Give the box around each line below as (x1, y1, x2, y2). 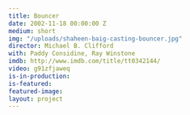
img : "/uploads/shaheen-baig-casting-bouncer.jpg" (8, 34, 183, 43)
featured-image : (8, 87, 63, 96)
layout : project (8, 95, 63, 103)
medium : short (8, 27, 57, 35)
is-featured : (8, 79, 53, 87)
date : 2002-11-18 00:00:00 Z (8, 19, 107, 28)
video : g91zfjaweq (8, 65, 70, 73)
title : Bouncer (8, 11, 60, 20)
